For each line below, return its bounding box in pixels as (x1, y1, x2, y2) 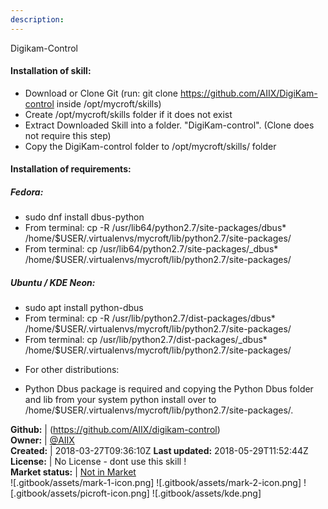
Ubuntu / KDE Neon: (10, 276, 96, 288)
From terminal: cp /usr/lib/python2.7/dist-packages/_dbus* (24, 334, 268, 346)
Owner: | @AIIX (10, 434, 75, 446)
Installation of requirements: (10, 163, 132, 175)
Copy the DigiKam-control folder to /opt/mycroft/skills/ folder (24, 140, 277, 152)
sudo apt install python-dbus (24, 302, 144, 314)
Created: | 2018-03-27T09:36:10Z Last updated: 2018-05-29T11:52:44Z (10, 445, 309, 457)
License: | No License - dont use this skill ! (10, 456, 187, 468)
